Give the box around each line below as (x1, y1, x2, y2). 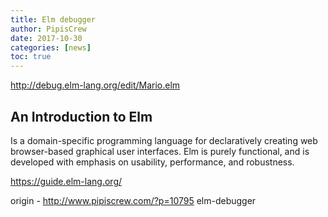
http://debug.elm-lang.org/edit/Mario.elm (10, 79, 181, 91)
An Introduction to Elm (10, 108, 153, 125)
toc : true (10, 52, 52, 62)
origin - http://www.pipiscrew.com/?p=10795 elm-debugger (10, 194, 257, 206)
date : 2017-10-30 (10, 33, 83, 43)
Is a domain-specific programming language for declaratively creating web (10, 134, 318, 146)
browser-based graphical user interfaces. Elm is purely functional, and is (10, 145, 310, 157)
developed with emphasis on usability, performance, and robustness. (10, 156, 295, 168)
